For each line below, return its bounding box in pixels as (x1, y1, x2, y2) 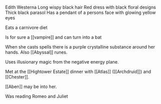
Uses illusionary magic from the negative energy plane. (5, 59, 119, 64)
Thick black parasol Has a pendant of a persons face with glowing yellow (5, 9, 156, 15)
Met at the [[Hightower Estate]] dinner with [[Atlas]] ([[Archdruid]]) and (5, 68, 151, 74)
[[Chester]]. (5, 74, 29, 79)
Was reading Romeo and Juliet (5, 93, 68, 99)
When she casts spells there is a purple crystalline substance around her (5, 44, 155, 49)
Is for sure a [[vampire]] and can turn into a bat (5, 34, 102, 40)
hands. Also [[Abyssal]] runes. (5, 49, 67, 55)
